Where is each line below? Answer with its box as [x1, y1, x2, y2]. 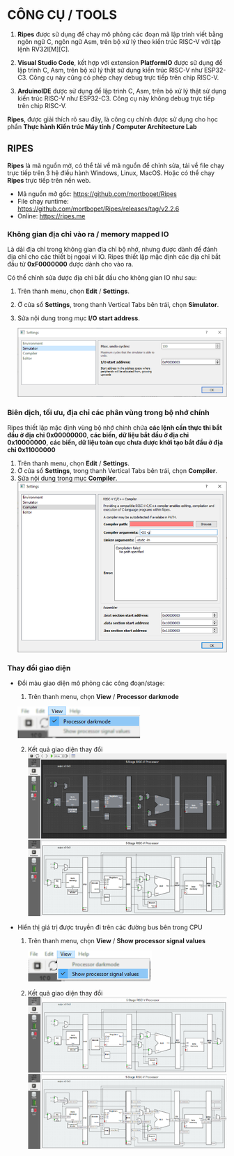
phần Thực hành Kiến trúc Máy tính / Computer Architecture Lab [7, 122, 197, 130]
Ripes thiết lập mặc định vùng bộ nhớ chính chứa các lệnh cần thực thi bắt [7, 423, 223, 432]
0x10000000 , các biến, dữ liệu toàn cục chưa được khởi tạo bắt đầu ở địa [7, 438, 224, 446]
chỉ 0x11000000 [7, 446, 56, 454]
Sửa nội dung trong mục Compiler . [17, 474, 118, 483]
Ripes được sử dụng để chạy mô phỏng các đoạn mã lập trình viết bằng [17, 30, 224, 38]
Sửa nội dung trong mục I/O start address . [17, 314, 141, 322]
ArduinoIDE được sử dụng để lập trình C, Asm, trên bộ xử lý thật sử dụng [17, 87, 226, 95]
